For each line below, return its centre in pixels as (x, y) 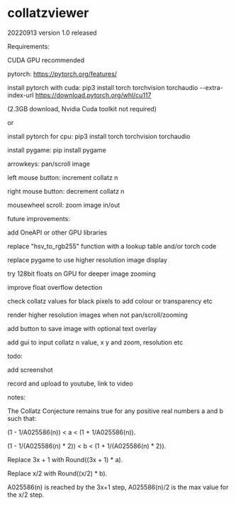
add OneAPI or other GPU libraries (57, 232)
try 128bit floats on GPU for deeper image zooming (82, 274)
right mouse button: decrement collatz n (66, 191)
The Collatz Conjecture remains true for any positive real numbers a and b (116, 411)
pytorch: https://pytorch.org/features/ (62, 74)
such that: (22, 418)
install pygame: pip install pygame (57, 150)
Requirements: (28, 46)
